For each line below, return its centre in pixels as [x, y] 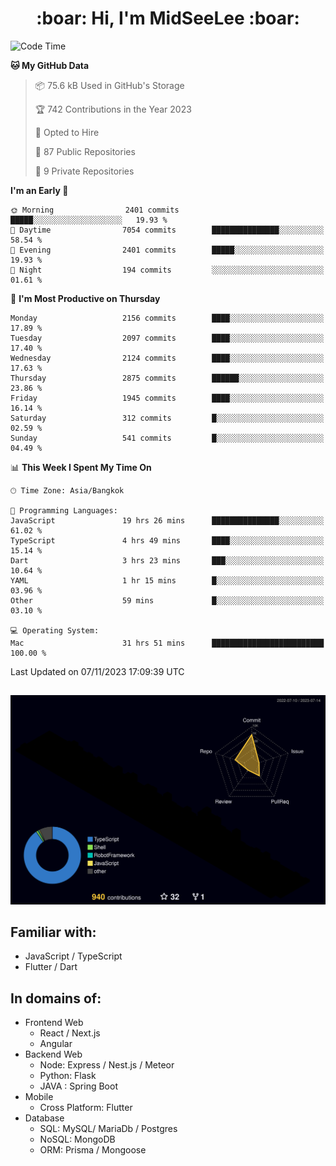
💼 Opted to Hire [67, 132]
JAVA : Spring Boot [78, 1086]
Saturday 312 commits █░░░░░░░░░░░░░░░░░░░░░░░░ [167, 418]
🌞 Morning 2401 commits [95, 210]
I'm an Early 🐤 [39, 190]
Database [44, 1118]
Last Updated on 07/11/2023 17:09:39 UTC [97, 671]
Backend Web [53, 1054]
